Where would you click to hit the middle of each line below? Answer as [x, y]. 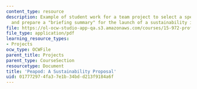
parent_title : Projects [35, 55]
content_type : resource [35, 11]
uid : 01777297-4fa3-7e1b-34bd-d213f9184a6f [60, 77]
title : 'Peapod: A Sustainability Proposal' [61, 71]
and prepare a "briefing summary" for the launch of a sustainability [99, 22]
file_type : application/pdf [40, 33]
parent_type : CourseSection [40, 60]
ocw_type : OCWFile [28, 50]
